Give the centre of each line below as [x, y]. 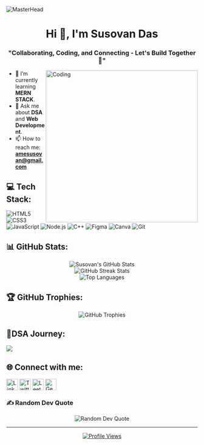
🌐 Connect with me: [45, 367]
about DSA [29, 112]
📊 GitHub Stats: [37, 247]
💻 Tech [21, 186]
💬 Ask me [27, 106]
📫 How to [28, 139]
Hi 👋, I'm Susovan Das [102, 34]
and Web [26, 119]
